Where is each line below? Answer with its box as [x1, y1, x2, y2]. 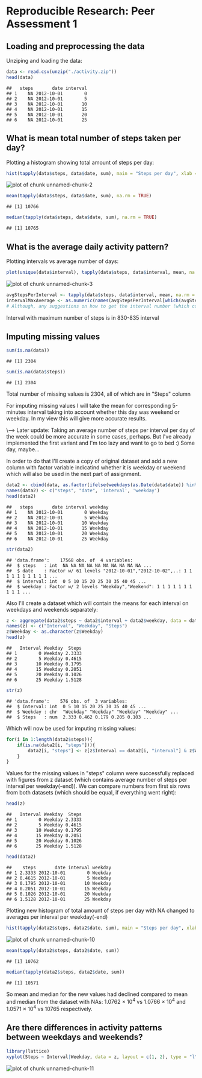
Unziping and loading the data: [6, 57, 82, 64]
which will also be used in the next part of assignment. [6, 471, 141, 478]
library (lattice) [6, 1048, 50, 1054]
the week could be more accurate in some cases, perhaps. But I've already [6, 433, 192, 440]
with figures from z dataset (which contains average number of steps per [6, 776, 188, 784]
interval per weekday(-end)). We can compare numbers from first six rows [6, 782, 191, 790]
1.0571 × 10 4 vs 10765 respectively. [6, 1004, 93, 1012]
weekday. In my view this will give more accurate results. [6, 415, 147, 422]
